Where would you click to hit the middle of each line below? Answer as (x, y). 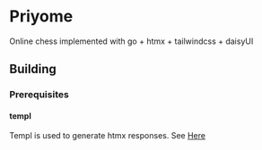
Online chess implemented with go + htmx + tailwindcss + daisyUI (131, 41)
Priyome (41, 17)
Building (33, 69)
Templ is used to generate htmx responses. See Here (108, 136)
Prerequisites (39, 95)
